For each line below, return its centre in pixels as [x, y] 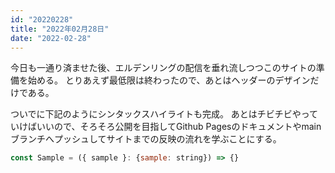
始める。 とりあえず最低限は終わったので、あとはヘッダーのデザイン [169, 80]
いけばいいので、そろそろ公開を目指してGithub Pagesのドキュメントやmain [166, 127]
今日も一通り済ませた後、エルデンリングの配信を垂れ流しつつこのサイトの [163, 68]
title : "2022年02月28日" [60, 29]
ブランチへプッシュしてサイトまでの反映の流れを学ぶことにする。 [146, 139]
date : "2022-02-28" [51, 38]
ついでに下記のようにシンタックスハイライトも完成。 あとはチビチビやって [164, 114]
